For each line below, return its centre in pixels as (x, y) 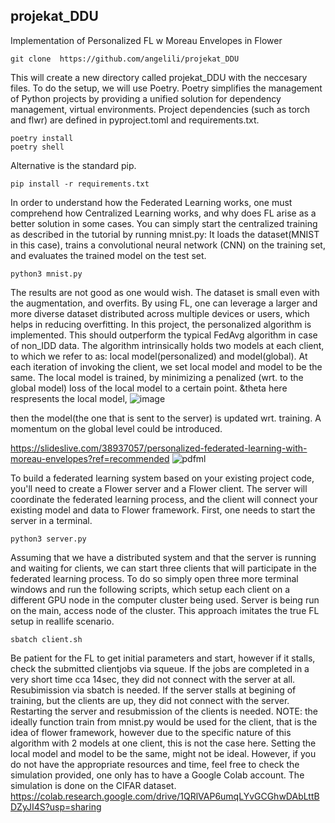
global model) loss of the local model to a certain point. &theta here (149, 388)
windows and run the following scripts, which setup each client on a (150, 589)
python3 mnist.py (46, 274)
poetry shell (37, 147)
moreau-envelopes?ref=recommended (90, 458)
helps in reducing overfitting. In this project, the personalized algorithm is (161, 324)
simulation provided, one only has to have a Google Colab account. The (157, 775)
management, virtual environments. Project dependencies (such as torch (160, 109)
